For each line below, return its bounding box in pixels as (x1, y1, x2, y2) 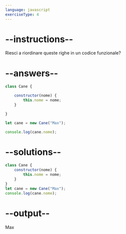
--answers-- (5, 67, 58, 79)
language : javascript (5, 7, 50, 12)
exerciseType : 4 (5, 12, 39, 17)
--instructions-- (5, 33, 73, 45)
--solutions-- (5, 146, 61, 157)
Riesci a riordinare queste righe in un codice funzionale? (5, 50, 121, 56)
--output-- (5, 207, 50, 219)
